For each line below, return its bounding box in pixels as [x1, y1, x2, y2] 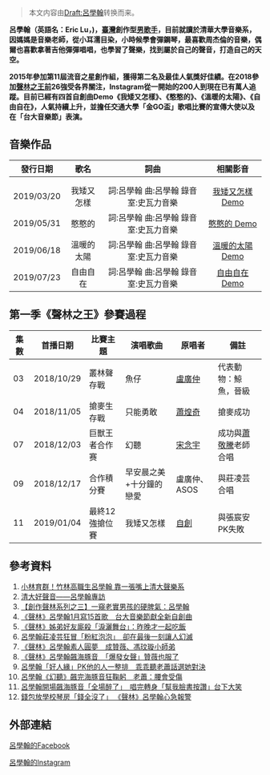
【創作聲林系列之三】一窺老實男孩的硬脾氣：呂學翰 [20, 602, 190, 612]
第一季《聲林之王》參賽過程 [9, 308, 147, 321]
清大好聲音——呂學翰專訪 [20, 592, 106, 602]
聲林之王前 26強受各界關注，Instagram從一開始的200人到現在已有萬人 [16, 82, 249, 91]
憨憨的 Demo [208, 218, 257, 229]
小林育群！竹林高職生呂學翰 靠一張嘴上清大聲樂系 [20, 582, 185, 591]
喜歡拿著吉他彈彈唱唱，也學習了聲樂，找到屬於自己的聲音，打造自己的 [22, 45, 255, 54]
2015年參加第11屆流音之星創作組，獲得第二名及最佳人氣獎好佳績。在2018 [9, 72, 252, 81]
